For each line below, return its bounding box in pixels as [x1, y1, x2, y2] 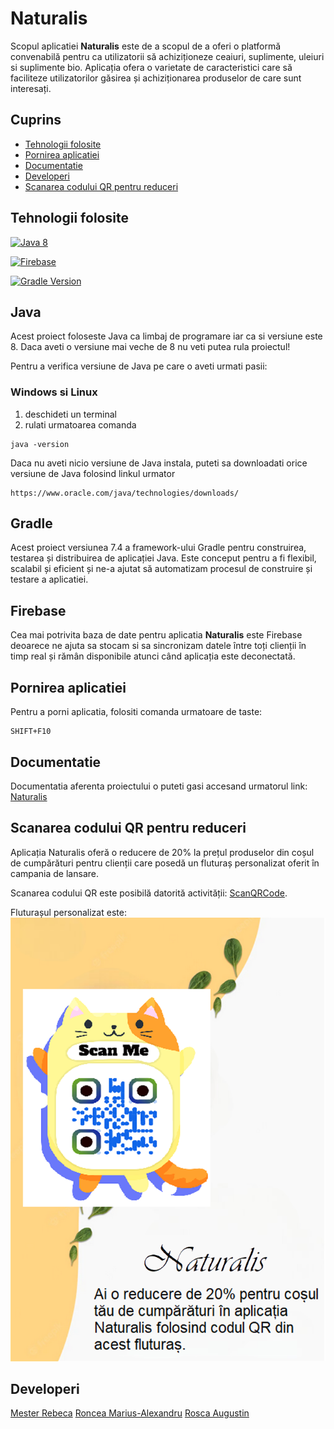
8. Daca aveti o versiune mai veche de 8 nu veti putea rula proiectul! [10, 341, 291, 353]
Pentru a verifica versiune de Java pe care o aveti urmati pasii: [10, 360, 268, 372]
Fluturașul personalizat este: [10, 906, 127, 918]
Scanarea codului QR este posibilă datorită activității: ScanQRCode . [10, 887, 288, 899]
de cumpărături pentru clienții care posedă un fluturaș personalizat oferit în [10, 857, 320, 869]
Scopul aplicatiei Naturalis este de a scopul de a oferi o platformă [10, 40, 282, 52]
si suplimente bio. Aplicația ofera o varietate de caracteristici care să [10, 61, 293, 73]
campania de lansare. [10, 867, 99, 879]
